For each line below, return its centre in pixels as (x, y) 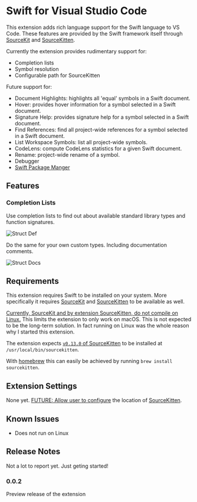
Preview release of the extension (46, 494)
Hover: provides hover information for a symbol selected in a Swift (95, 104)
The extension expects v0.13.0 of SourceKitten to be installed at (84, 344)
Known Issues (33, 419)
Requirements (32, 281)
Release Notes (33, 451)
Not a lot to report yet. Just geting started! (58, 466)
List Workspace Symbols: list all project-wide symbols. (81, 142)
